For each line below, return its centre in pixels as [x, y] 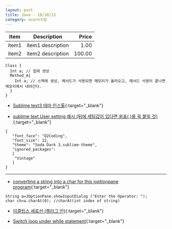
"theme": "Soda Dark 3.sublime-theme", [55, 145]
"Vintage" [25, 158]
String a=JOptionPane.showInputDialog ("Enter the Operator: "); [76, 197]
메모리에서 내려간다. [24, 87]
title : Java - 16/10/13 [31, 15]
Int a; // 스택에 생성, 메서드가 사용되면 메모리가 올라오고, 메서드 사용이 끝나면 [90, 81]
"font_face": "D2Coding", [40, 136]
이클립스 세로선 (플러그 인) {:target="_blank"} [58, 211]
